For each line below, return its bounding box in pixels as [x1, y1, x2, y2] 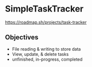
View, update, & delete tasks [12, 51, 69, 57]
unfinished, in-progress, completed [12, 56, 83, 62]
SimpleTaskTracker [5, 3, 84, 14]
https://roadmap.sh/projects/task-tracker [5, 19, 87, 25]
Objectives [5, 33, 39, 41]
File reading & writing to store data [12, 46, 81, 52]
